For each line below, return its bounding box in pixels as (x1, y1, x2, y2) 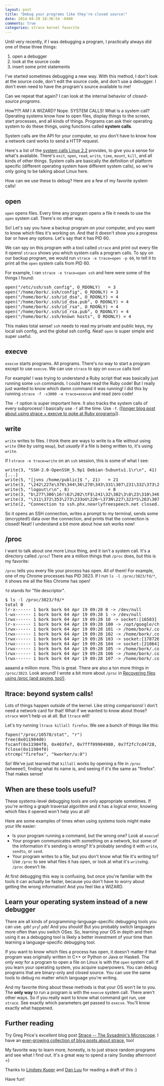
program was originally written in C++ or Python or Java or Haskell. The (5, 954, 150, 960)
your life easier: (5, 823, 37, 829)
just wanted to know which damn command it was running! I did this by (5, 385, 148, 391)
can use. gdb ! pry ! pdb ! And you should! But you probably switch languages (5, 924, 155, 930)
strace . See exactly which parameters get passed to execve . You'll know (5, 999, 150, 1005)
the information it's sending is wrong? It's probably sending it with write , (12, 843, 159, 849)
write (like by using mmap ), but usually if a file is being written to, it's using (5, 443, 153, 449)
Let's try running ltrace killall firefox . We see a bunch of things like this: (5, 722, 159, 729)
